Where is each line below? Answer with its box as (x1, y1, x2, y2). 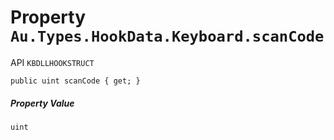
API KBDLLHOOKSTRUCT (10, 56, 95, 68)
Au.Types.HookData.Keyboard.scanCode (10, 27, 325, 46)
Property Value (10, 97, 75, 109)
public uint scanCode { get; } (10, 76, 141, 86)
